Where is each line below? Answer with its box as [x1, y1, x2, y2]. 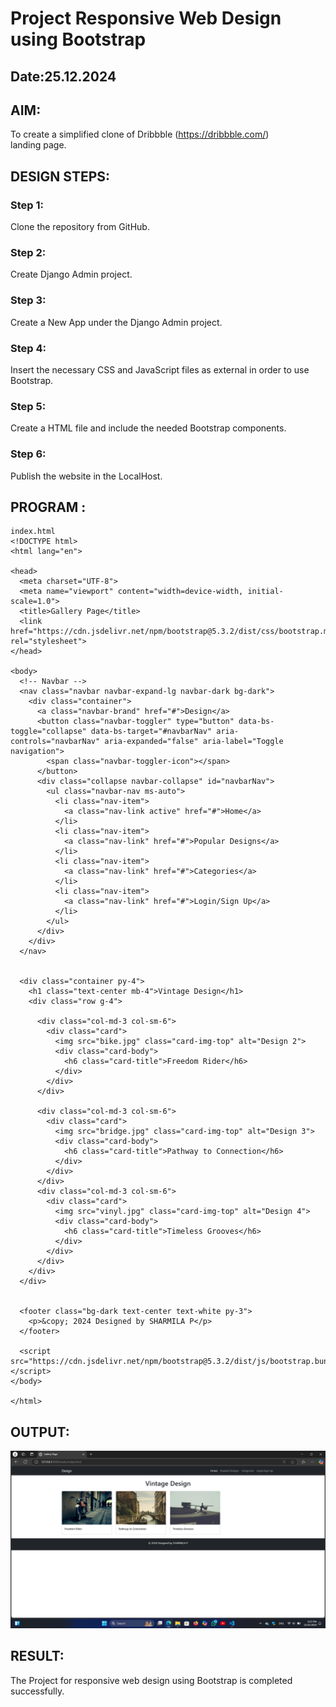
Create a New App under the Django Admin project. [10, 316, 223, 328]
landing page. [10, 139, 67, 151]
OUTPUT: [10, 1423, 70, 1441]
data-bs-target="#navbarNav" [90, 727, 213, 737]
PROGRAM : [10, 498, 87, 516]
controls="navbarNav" [10, 737, 101, 747]
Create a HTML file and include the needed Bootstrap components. [10, 422, 287, 434]
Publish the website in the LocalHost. [10, 470, 163, 482]
